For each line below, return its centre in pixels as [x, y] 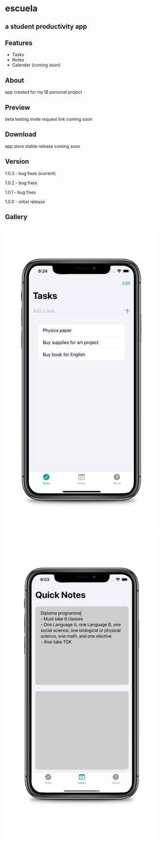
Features [19, 43]
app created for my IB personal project [44, 92]
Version [17, 162]
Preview [18, 107]
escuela [21, 9]
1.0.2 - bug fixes [21, 183]
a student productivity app [46, 27]
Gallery [16, 217]
